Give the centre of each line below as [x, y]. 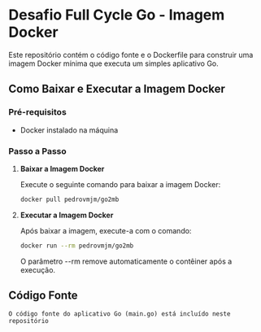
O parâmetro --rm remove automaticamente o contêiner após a [126, 261]
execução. [37, 269]
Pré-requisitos [37, 112]
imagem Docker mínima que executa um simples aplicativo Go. [114, 63]
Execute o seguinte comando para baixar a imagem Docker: [120, 184]
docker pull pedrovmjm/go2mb [70, 199]
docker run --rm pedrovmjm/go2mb [77, 246]
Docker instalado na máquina [69, 130]
